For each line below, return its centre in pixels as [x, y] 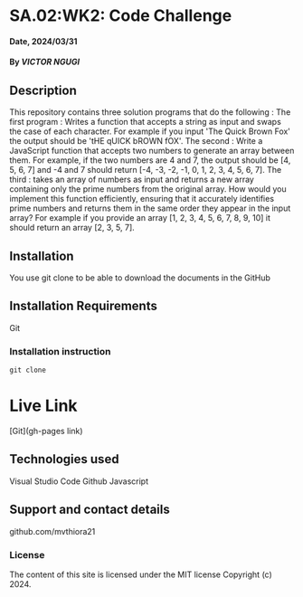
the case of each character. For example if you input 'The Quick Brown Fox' [150, 131]
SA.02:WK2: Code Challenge [121, 16]
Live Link [44, 406]
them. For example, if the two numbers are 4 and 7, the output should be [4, [150, 160]
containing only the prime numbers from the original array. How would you [148, 189]
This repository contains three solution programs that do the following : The [150, 112]
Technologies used [64, 459]
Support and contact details [90, 510]
